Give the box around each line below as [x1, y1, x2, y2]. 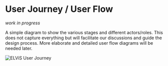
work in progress [5, 20, 40, 26]
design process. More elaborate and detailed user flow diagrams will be [5, 40, 153, 46]
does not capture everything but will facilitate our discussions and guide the [5, 35, 162, 41]
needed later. [5, 45, 33, 51]
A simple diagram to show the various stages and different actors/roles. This [5, 29, 163, 35]
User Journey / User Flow [5, 3, 113, 15]
